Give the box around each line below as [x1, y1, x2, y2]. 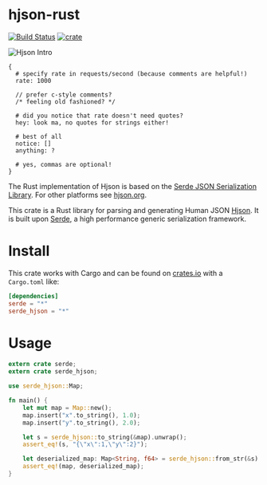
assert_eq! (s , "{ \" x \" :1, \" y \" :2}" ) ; [22, 440, 148, 448]
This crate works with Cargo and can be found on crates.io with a [8, 268, 223, 278]
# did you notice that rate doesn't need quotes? [15, 112, 183, 120]
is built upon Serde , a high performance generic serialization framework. [8, 214, 247, 223]
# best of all [15, 132, 62, 140]
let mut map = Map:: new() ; [22, 404, 112, 412]
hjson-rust [8, 6, 80, 24]
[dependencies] [8, 292, 59, 300]
